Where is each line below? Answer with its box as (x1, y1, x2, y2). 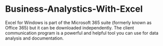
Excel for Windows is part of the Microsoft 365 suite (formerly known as (5, 20, 152, 25)
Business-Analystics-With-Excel (5, 3, 143, 15)
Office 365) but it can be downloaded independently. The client (5, 24, 134, 30)
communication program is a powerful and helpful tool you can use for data (5, 30, 159, 36)
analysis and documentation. (5, 35, 64, 41)
